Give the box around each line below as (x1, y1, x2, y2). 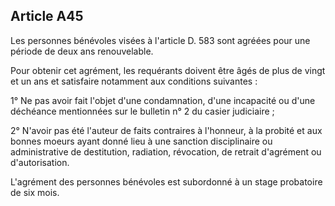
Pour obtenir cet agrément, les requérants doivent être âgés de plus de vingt (10, 64, 326, 76)
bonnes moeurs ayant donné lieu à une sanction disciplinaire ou (10, 135, 273, 147)
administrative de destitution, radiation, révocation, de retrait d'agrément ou (10, 145, 322, 158)
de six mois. (10, 186, 60, 198)
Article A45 (10, 8, 84, 25)
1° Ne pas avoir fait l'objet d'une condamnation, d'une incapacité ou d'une (10, 94, 316, 106)
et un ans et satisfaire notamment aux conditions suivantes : (10, 75, 258, 87)
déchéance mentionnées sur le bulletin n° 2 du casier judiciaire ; (10, 105, 275, 117)
